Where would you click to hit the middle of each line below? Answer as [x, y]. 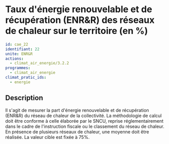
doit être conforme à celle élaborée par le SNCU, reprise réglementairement [84, 121]
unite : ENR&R [19, 54]
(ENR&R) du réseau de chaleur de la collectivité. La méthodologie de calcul [83, 116]
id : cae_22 [17, 44]
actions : [14, 59]
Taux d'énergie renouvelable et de [79, 9]
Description [24, 98]
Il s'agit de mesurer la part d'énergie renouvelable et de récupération [77, 110]
